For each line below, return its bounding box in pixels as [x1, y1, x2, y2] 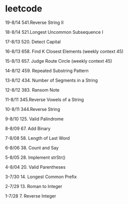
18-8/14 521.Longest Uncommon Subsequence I [5, 29, 103, 35]
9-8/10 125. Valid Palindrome [5, 115, 64, 122]
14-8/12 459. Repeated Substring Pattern [5, 68, 89, 74]
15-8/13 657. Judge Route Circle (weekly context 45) [5, 58, 113, 64]
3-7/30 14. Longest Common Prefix [5, 174, 77, 180]
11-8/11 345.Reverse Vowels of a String [5, 97, 84, 102]
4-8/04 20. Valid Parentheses [5, 164, 66, 170]
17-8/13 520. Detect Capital [5, 38, 61, 45]
